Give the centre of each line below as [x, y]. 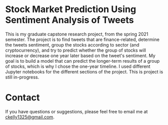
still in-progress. [22, 77]
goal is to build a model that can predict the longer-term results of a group [82, 61]
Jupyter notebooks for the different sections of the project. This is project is [84, 71]
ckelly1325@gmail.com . [30, 117]
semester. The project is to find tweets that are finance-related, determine [82, 39]
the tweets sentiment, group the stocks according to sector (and [72, 45]
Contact [23, 98]
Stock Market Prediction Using [71, 9]
